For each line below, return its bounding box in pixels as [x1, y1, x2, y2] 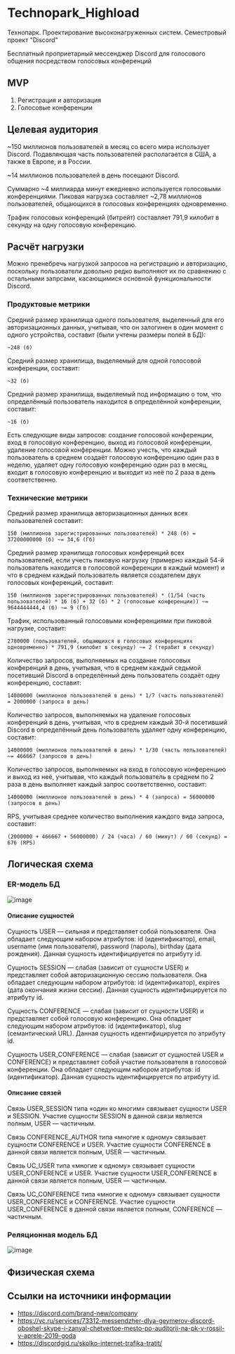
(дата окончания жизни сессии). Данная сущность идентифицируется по [7, 986, 227, 994]
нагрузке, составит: [7, 624, 67, 632]
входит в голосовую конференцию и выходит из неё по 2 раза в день [7, 468, 216, 476]
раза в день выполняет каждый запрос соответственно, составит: [7, 780, 207, 788]
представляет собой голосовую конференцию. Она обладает [7, 1014, 192, 1022]
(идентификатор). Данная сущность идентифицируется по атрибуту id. [7, 1072, 220, 1081]
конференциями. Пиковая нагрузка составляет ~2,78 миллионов [7, 192, 202, 200]
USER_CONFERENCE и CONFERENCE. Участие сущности [7, 1197, 175, 1206]
